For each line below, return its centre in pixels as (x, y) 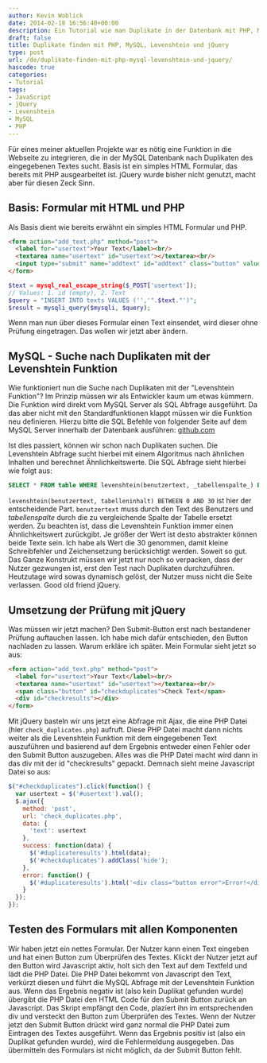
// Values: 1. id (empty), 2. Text (67, 293)
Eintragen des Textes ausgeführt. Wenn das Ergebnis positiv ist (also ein (127, 1033)
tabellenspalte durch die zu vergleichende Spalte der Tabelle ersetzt (120, 518)
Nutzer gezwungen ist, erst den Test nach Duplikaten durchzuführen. (122, 568)
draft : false (30, 38)
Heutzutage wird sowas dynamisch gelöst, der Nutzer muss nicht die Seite (130, 576)
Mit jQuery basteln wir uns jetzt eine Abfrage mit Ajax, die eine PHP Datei (128, 721)
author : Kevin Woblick (46, 16)
